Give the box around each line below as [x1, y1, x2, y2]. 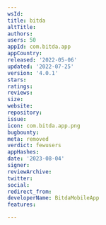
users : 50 [7, 37, 37, 44]
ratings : [7, 83, 33, 90]
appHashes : [7, 149, 40, 156]
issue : [7, 115, 27, 122]
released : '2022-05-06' [7, 57, 78, 64]
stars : [7, 76, 27, 83]
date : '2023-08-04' [7, 155, 65, 163]
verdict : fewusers [7, 142, 61, 149]
